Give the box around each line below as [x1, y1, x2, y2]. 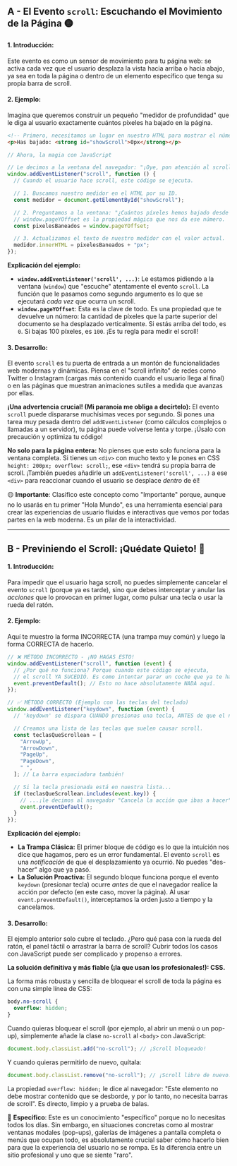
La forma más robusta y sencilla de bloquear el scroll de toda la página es [7, 977, 222, 985]
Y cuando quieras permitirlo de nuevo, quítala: [7, 1058, 142, 1066]
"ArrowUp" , [20, 738, 52, 745]
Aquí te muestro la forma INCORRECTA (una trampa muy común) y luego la [7, 632, 226, 641]
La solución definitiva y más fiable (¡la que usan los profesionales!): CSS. [7, 963, 226, 972]
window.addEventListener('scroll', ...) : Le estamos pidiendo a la [17, 275, 214, 283]
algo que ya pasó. [38, 865, 91, 874]
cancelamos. [17, 903, 55, 911]
